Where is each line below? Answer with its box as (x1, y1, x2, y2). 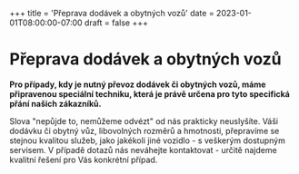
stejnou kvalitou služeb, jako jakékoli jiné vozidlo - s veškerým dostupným (9, 135, 286, 146)
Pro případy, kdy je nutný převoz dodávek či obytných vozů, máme (9, 79, 266, 90)
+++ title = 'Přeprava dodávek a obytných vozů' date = (9, 8, 215, 18)
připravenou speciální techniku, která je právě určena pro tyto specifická (9, 88, 291, 99)
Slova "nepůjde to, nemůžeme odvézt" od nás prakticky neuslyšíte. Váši (9, 115, 279, 126)
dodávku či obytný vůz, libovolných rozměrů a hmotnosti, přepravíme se (9, 125, 280, 136)
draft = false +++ (85, 17, 148, 28)
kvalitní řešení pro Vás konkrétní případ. (9, 154, 158, 165)
